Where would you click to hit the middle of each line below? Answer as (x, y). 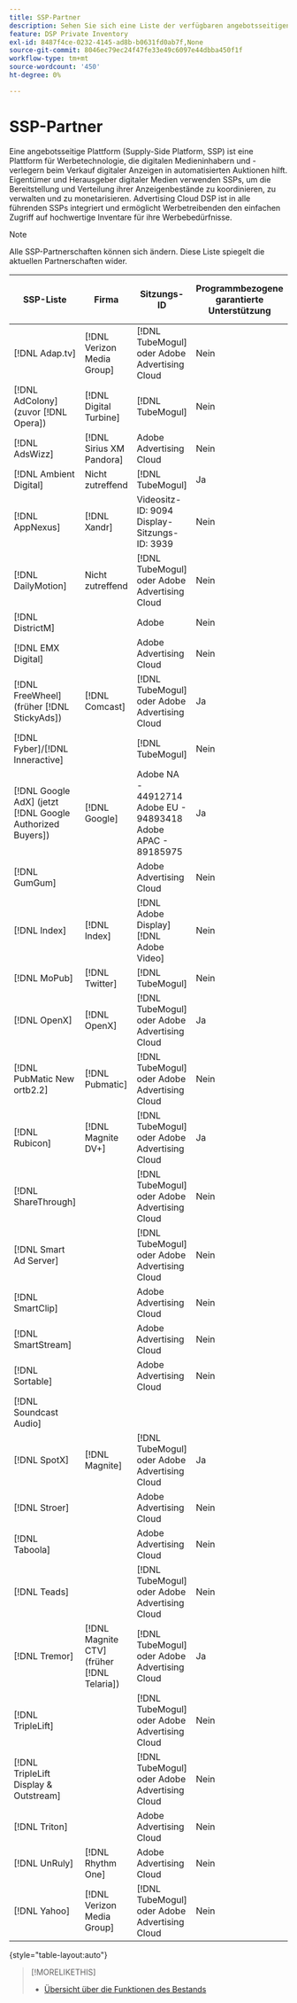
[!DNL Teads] (41, 1592)
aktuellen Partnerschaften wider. (69, 261)
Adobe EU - (162, 807)
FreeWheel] (38, 695)
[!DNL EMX (37, 648)
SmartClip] (36, 1308)
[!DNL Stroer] (42, 1508)
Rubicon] (32, 1142)
